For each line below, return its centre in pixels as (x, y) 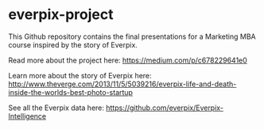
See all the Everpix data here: (56, 108)
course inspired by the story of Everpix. (73, 44)
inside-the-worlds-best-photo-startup (71, 92)
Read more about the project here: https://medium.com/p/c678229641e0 (128, 60)
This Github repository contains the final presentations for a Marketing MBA (132, 36)
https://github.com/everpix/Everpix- (165, 108)
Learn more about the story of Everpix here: (80, 75)
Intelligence (27, 116)
